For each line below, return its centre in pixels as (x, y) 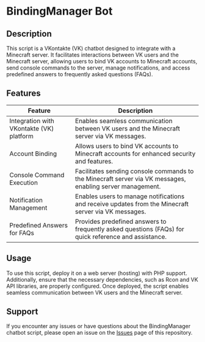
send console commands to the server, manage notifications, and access (98, 68)
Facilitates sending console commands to (135, 171)
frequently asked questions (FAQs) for (130, 229)
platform (21, 136)
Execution (24, 182)
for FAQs (22, 233)
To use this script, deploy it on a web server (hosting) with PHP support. (97, 273)
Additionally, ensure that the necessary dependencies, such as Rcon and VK (102, 279)
